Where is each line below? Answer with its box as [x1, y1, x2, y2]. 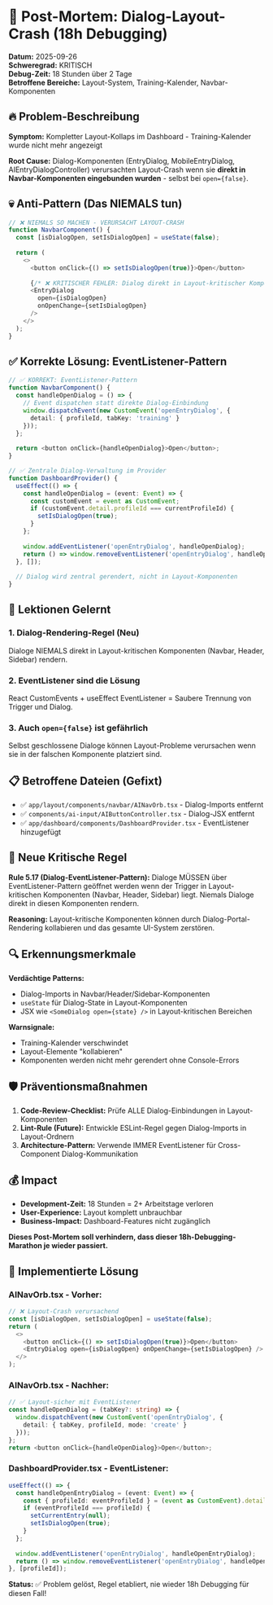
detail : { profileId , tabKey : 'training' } [29, 414, 180, 422]
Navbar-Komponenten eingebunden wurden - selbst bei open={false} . [8, 173, 249, 182]
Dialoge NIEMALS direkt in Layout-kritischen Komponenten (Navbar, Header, [8, 645, 265, 655]
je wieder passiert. [43, 1241, 108, 1251]
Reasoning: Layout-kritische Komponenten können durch [8, 914, 201, 924]
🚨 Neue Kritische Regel [8, 851, 128, 864]
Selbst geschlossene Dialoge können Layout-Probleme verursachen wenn [8, 741, 256, 750]
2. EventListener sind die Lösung [8, 675, 141, 686]
